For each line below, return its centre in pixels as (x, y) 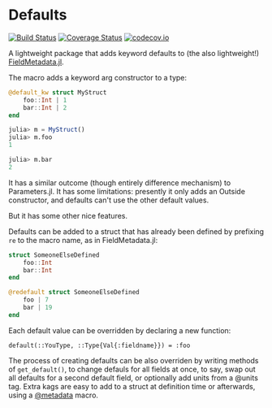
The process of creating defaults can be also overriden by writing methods (134, 360)
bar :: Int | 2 (45, 107)
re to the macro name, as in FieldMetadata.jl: (83, 240)
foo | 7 (36, 300)
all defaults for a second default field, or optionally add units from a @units (133, 378)
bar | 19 (38, 308)
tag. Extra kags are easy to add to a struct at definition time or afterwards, (132, 386)
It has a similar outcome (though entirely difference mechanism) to (120, 182)
